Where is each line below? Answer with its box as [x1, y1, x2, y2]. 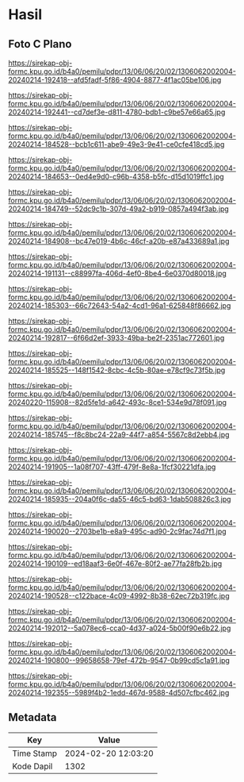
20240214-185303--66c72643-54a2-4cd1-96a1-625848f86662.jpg [8, 301, 231, 310]
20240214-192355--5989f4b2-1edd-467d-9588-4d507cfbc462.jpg [8, 688, 230, 697]
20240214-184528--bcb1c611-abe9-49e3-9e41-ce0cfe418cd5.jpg [8, 140, 225, 148]
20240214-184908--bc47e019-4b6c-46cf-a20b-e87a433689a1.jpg [8, 237, 230, 245]
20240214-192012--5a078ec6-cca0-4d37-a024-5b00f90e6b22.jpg [8, 623, 231, 633]
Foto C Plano [8, 37, 72, 51]
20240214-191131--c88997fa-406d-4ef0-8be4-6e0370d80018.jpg [8, 268, 227, 278]
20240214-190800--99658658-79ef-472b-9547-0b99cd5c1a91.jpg [8, 656, 230, 665]
